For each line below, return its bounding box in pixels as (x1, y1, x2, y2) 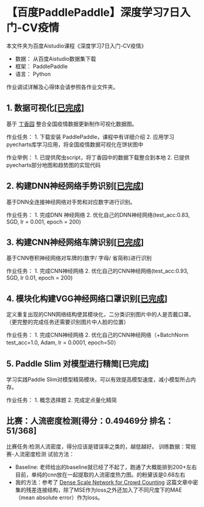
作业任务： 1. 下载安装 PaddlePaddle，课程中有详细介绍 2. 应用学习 (6, 133, 175, 140)
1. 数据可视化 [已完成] (6, 103, 85, 113)
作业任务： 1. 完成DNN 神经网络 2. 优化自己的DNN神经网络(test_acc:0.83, (6, 211, 190, 218)
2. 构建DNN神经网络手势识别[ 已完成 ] (6, 181, 144, 191)
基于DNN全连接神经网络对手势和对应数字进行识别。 (6, 198, 136, 205)
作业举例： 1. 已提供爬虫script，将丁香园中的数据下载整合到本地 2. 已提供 (6, 154, 190, 161)
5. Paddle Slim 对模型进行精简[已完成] (6, 358, 149, 369)
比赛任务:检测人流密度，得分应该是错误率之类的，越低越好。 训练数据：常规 (6, 442, 196, 450)
